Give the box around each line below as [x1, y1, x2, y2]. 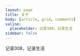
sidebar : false [5, 31, 37, 36]
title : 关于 [5, 12, 29, 17]
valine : [5, 21, 22, 27]
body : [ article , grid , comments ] [5, 17, 76, 22]
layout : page [5, 7, 33, 13]
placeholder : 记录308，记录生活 [10, 26, 73, 31]
